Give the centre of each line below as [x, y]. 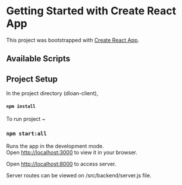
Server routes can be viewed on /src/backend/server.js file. [79, 175]
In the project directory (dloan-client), [52, 93]
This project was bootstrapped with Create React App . [73, 40]
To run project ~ [26, 119]
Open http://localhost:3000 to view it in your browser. [72, 152]
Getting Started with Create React [91, 11]
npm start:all [26, 134]
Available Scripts [38, 59]
